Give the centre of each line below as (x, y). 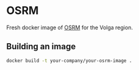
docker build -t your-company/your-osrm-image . (69, 61)
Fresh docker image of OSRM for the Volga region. (69, 27)
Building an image (41, 47)
